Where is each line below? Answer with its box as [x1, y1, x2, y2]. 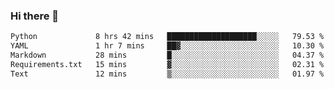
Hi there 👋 [10, 9, 60, 23]
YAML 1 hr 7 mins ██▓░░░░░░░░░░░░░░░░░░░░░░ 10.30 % [10, 41, 325, 51]
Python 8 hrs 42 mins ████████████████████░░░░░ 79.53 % [10, 32, 325, 42]
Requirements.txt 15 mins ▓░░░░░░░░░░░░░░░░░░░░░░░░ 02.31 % [10, 59, 325, 69]
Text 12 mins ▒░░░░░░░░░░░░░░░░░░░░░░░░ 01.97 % [10, 69, 325, 79]
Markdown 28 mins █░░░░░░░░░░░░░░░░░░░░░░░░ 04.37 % [10, 50, 325, 61]
